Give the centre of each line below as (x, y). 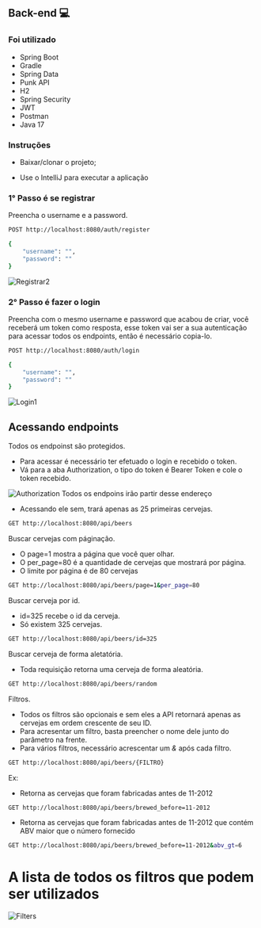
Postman (34, 116)
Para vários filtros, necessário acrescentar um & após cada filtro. (125, 748)
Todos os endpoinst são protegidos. (67, 446)
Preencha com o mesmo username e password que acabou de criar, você (129, 319)
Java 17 (32, 124)
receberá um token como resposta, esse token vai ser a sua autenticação (128, 327)
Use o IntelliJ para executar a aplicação (84, 178)
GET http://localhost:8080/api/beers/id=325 (83, 639)
